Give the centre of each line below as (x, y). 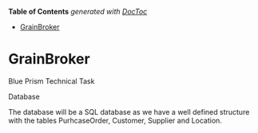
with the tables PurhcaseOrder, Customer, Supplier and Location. (115, 120)
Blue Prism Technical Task (52, 81)
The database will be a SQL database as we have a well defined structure (129, 111)
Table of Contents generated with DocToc (78, 12)
